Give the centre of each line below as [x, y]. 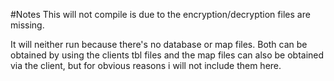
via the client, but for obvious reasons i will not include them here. [146, 65]
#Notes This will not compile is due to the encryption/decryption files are [160, 14]
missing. [27, 25]
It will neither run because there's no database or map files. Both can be [159, 44]
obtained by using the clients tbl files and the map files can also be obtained [167, 55]
